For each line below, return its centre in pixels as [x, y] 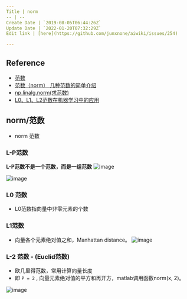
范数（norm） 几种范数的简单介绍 [55, 85]
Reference [26, 63]
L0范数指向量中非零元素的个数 [51, 209]
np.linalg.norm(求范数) [42, 92]
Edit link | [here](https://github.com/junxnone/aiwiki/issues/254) [92, 34]
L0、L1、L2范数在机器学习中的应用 [57, 100]
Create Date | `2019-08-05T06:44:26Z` [54, 22]
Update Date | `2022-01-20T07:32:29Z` [54, 28]
